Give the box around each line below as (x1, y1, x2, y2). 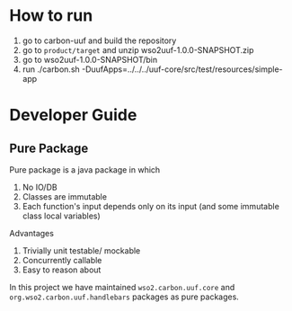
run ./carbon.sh (22, 64, 81, 75)
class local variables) (22, 210, 101, 221)
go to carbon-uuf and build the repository (22, 35, 177, 46)
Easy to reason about (22, 264, 102, 275)
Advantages (9, 227, 54, 238)
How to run (9, 5, 93, 26)
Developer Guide (9, 105, 137, 126)
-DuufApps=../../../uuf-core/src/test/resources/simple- (81, 64, 283, 75)
